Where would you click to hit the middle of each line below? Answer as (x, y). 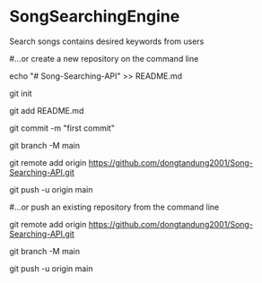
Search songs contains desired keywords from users (107, 41)
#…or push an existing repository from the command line (114, 207)
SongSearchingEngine (95, 17)
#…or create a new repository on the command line (104, 58)
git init (21, 93)
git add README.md (47, 110)
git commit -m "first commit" (62, 128)
